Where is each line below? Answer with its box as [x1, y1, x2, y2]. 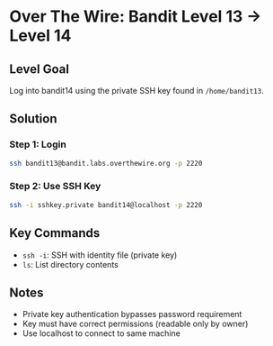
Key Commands [9, 225, 101, 241]
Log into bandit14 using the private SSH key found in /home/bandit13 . [9, 86, 265, 96]
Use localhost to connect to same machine [22, 328, 181, 339]
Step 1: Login [9, 138, 67, 150]
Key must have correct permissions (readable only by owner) [22, 318, 249, 330]
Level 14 [9, 25, 72, 46]
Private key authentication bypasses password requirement [22, 309, 242, 320]
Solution [9, 111, 57, 127]
